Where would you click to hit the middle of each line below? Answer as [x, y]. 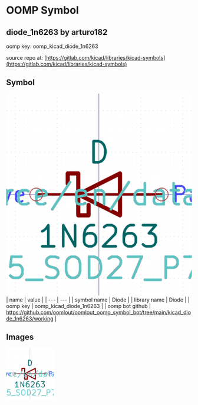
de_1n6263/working [30, 318]
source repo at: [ [26, 58]
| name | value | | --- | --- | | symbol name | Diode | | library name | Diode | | [98, 300]
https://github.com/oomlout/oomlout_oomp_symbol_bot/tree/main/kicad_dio [99, 312]
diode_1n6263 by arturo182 [57, 32]
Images [20, 337]
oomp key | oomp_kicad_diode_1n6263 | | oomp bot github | [79, 306]
